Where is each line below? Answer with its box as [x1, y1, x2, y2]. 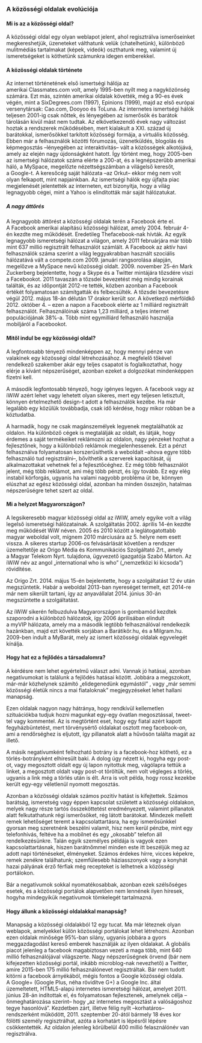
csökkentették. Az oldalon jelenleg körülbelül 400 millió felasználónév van [6, 1024, 189, 1031]
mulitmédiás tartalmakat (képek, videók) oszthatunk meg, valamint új [6, 46, 177, 53]
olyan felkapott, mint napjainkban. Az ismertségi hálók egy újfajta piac [6, 176, 180, 183]
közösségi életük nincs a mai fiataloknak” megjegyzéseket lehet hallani [6, 686, 182, 693]
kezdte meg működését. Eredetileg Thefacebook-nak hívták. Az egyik [14, 231, 187, 238]
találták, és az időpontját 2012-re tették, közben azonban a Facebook [6, 282, 178, 289]
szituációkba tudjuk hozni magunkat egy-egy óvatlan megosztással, [6, 711, 175, 718]
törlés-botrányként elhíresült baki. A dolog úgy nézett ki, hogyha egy [6, 754, 177, 762]
